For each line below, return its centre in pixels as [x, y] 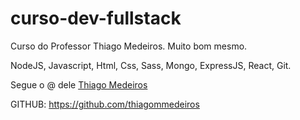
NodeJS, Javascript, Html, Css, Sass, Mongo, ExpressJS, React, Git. [151, 65]
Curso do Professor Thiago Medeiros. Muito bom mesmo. [129, 46]
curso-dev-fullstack [96, 18]
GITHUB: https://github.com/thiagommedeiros [105, 104]
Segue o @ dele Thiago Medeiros [79, 84]
